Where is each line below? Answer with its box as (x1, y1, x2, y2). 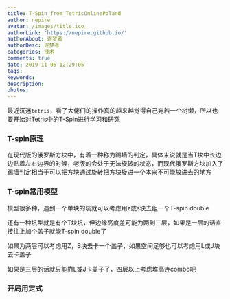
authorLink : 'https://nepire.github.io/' (7, 29, 128, 36)
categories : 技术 (7, 49, 55, 56)
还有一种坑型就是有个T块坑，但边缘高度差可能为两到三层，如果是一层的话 (7, 218, 216, 227)
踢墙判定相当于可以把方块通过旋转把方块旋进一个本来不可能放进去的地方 (7, 168, 211, 176)
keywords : (7, 74, 36, 81)
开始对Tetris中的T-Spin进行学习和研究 (12, 115, 120, 124)
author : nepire (7, 16, 51, 23)
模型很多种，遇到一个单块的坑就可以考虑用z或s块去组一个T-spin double (7, 203, 209, 212)
